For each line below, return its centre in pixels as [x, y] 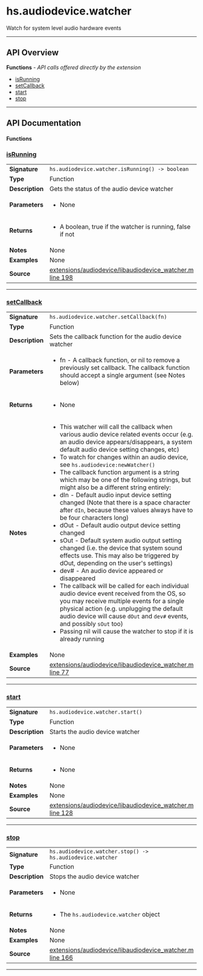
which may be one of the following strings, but [125, 480]
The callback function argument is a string [119, 472]
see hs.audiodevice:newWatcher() [108, 465]
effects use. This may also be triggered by [119, 556]
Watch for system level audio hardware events [64, 28]
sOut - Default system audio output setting [121, 541]
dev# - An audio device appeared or [111, 571]
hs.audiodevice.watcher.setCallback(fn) [108, 317]
